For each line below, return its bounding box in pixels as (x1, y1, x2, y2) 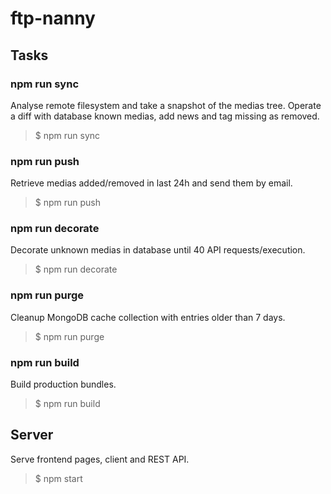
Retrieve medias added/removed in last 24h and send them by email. (10, 177, 293, 189)
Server (10, 427, 54, 444)
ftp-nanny (10, 7, 96, 30)
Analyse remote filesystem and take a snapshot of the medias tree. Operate (10, 99, 322, 111)
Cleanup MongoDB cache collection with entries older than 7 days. (10, 311, 286, 323)
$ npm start (34, 472, 83, 484)
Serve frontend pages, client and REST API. (10, 453, 190, 465)
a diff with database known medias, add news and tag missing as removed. (10, 110, 320, 122)
